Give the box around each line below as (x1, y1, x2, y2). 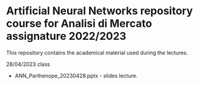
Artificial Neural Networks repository (6, 4, 193, 18)
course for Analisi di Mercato (6, 17, 153, 30)
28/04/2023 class (6, 61, 50, 68)
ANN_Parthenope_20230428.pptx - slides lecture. (14, 72, 138, 79)
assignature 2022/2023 (6, 30, 127, 43)
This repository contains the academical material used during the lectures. (6, 49, 188, 56)
